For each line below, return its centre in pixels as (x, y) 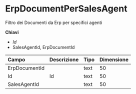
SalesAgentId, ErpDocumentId (43, 47)
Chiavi (12, 32)
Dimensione (114, 59)
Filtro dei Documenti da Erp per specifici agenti (54, 22)
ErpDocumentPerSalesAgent (66, 9)
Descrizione (64, 59)
